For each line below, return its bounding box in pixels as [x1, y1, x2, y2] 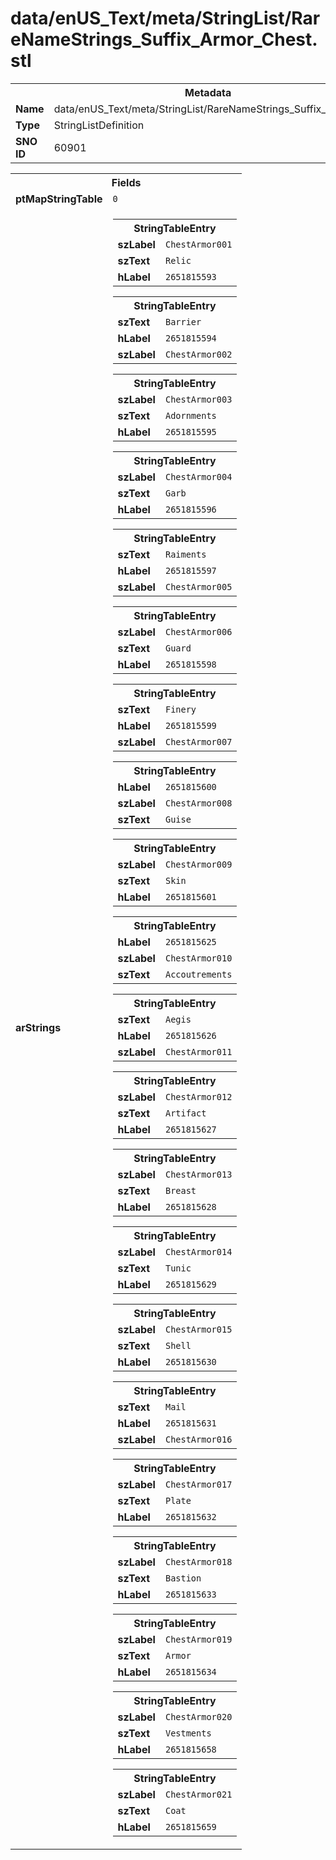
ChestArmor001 [164, 238, 233, 250]
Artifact [164, 1107, 207, 1119]
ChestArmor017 [164, 1478, 233, 1490]
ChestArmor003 [164, 393, 233, 405]
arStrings [15, 1020, 62, 1034]
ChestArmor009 [164, 858, 233, 870]
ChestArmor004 [164, 471, 233, 482]
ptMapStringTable [15, 192, 103, 206]
